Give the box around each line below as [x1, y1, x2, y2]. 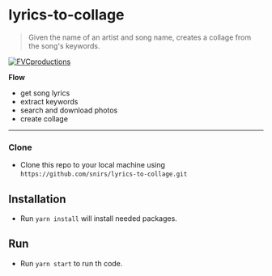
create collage [19, 113, 69, 123]
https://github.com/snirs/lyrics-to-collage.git [19, 170, 188, 179]
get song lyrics [19, 87, 70, 98]
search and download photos [19, 105, 118, 115]
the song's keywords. [28, 40, 100, 50]
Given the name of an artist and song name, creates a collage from [28, 32, 252, 42]
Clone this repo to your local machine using [19, 160, 166, 170]
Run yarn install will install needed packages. [19, 214, 178, 223]
